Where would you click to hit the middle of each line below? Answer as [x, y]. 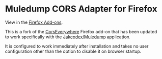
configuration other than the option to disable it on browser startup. [73, 51]
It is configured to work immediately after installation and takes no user [77, 46]
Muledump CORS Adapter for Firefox [81, 9]
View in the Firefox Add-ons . [34, 22]
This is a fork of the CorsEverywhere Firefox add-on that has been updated [81, 31]
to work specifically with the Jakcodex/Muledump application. [68, 37]
